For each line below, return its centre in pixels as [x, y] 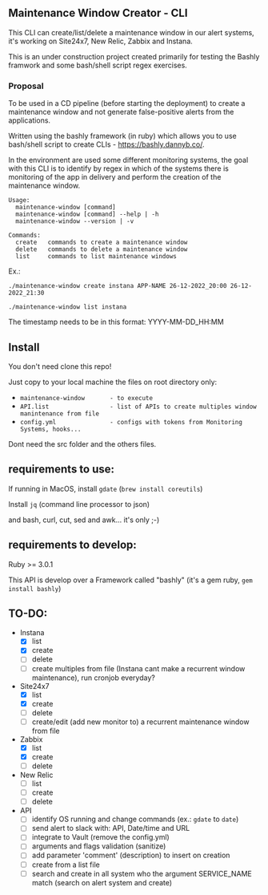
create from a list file [66, 865]
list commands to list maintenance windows [96, 257]
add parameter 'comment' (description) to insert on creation [131, 855]
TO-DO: [28, 613]
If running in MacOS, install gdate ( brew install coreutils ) [106, 488]
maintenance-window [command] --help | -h [87, 215]
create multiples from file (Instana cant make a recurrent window [138, 668]
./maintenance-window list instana [68, 307]
